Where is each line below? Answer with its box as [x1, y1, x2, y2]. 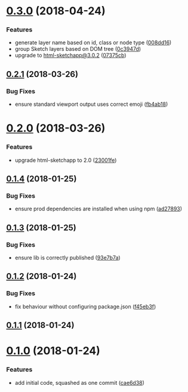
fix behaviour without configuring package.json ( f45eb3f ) [14, 303, 156, 310]
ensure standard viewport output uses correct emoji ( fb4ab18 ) [14, 100, 168, 108]
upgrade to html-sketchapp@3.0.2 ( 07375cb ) [14, 52, 127, 59]
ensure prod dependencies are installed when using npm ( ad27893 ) [14, 205, 183, 213]
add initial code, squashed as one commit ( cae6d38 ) [14, 379, 145, 386]
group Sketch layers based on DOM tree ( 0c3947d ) [14, 45, 141, 53]
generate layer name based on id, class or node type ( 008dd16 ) [14, 39, 172, 46]
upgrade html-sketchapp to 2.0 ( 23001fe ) [14, 157, 117, 164]
